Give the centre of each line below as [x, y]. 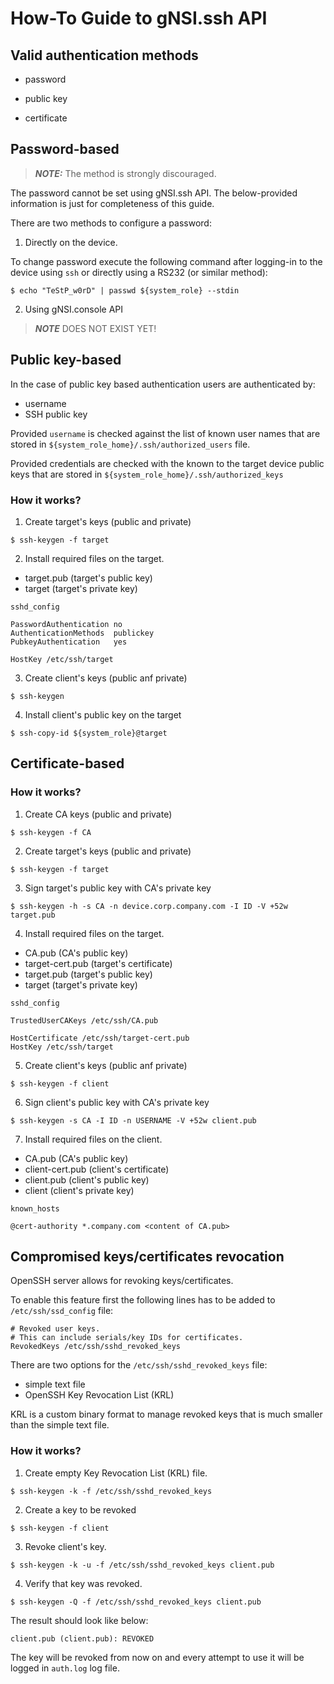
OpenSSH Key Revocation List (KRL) [99, 1395]
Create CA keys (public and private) [98, 814]
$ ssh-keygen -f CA [51, 832]
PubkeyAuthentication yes [69, 642]
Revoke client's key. [65, 1546]
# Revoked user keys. [55, 1329]
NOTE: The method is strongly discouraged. [125, 173]
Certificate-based [67, 763]
